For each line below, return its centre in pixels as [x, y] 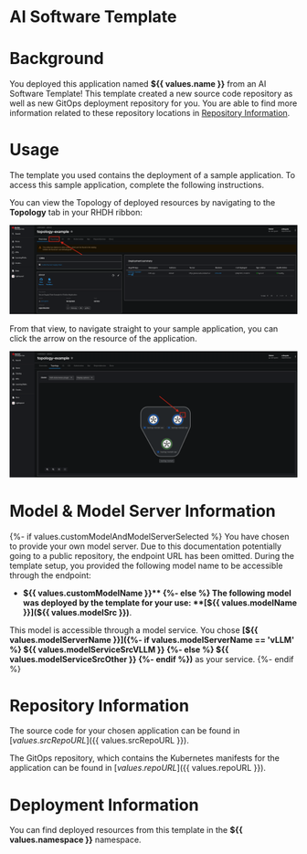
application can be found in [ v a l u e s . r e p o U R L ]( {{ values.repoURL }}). [138, 768]
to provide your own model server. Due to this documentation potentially [145, 546]
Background [57, 59]
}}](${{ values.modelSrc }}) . [77, 612]
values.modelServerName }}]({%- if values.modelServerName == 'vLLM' [152, 639]
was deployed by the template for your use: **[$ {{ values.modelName [160, 602]
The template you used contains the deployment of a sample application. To [152, 175]
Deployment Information [104, 805]
